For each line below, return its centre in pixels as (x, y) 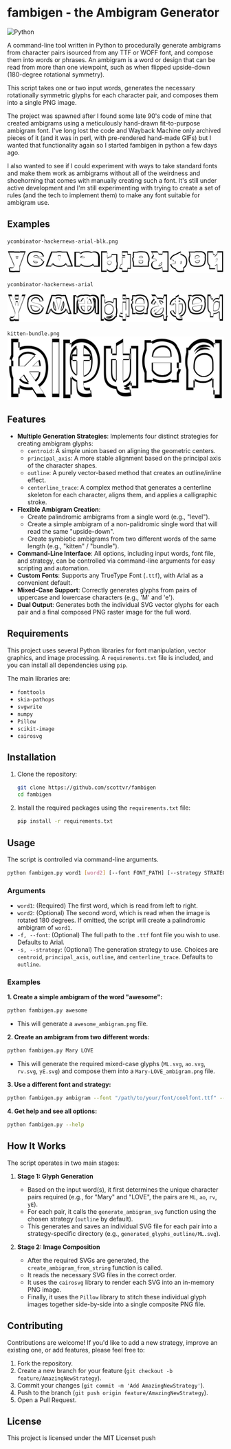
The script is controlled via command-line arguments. (83, 859)
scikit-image (36, 729)
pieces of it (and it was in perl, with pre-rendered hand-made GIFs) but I (109, 138)
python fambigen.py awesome (47, 1011)
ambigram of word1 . (45, 928)
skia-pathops (36, 699)
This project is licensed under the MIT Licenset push (81, 1438)
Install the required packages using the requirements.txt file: (104, 808)
